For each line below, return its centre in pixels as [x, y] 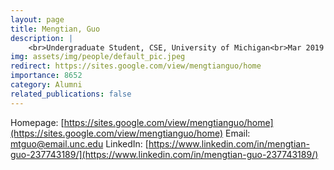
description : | [42, 38]
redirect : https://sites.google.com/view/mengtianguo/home [136, 66]
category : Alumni [46, 85]
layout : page [37, 19]
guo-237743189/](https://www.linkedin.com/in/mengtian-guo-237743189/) [164, 154]
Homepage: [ [37, 122]
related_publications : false [71, 94]
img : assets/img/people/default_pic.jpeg [98, 57]
